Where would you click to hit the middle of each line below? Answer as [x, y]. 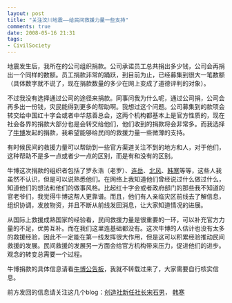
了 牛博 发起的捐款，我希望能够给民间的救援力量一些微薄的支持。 [98, 133]
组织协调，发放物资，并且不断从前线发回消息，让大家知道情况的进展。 [107, 205]
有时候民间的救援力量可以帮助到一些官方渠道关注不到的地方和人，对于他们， [116, 147]
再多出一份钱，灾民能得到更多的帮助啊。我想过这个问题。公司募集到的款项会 [116, 107]
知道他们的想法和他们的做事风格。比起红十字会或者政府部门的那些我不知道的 [116, 188]
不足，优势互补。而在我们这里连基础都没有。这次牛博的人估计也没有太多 [122, 228]
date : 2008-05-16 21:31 [41, 33]
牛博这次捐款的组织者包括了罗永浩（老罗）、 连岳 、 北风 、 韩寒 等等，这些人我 [115, 170]
